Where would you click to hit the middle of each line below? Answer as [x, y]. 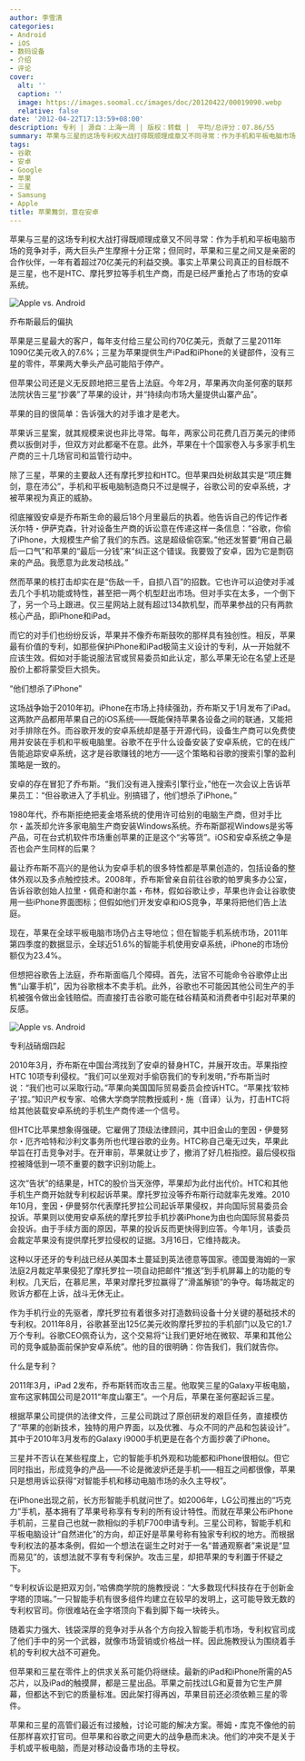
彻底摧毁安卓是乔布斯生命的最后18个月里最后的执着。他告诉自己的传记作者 [149, 517]
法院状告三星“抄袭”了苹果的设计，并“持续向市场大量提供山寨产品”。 [136, 394]
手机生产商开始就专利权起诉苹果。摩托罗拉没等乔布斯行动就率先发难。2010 [150, 1194]
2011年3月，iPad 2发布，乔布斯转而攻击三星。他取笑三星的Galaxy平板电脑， [152, 1385]
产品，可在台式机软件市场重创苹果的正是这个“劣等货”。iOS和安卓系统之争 [147, 837]
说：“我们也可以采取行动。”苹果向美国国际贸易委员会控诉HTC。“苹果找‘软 [145, 1088]
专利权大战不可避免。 [65, 1652]
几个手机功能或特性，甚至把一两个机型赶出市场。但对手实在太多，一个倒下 [156, 592]
